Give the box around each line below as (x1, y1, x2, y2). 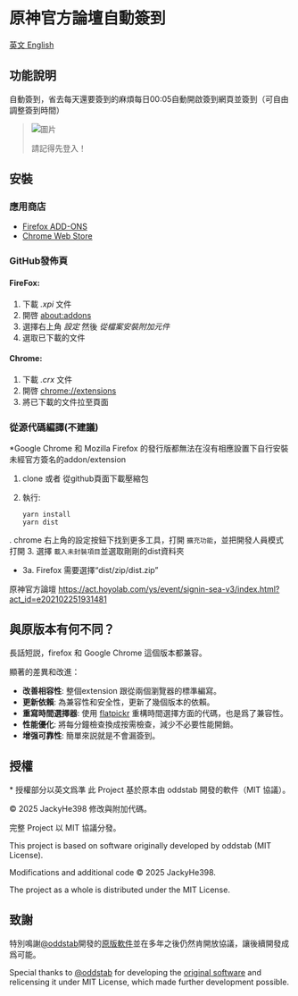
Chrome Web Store (21, 231, 93, 241)
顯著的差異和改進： (9, 666, 80, 677)
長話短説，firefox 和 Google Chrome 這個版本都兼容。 (9, 647, 207, 658)
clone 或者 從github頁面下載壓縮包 (21, 473, 149, 484)
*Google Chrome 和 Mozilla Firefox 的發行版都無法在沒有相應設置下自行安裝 (9, 443, 289, 454)
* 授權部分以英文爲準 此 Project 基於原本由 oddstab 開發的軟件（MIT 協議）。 (9, 784, 291, 795)
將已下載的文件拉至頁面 (21, 396, 109, 407)
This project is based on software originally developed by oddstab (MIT (9, 840, 272, 850)
